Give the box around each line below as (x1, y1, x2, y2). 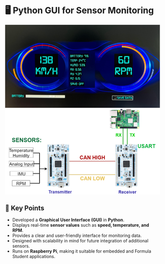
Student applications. (12, 254, 55, 260)
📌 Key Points (5, 204, 45, 212)
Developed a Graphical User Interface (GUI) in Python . (12, 217, 124, 223)
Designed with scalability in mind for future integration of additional (12, 238, 149, 244)
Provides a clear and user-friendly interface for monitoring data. (12, 233, 142, 238)
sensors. (12, 243, 30, 249)
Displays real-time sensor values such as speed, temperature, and (12, 222, 149, 228)
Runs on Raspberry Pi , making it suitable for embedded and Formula (12, 248, 151, 254)
